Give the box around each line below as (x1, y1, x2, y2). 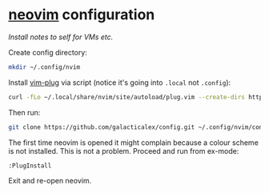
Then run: (8, 107, 41, 117)
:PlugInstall (8, 162, 52, 170)
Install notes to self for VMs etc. (8, 32, 114, 42)
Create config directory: (8, 47, 88, 57)
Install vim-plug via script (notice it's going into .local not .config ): (8, 78, 231, 87)
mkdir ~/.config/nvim (8, 62, 81, 71)
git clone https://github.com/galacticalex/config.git (8, 123, 195, 131)
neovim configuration (8, 6, 155, 24)
